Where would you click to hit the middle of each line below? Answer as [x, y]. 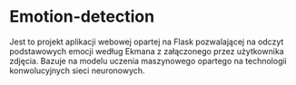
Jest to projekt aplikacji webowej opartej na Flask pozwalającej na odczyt [147, 42]
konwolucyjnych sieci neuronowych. [77, 71]
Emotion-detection [82, 17]
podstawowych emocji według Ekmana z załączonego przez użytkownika [147, 51]
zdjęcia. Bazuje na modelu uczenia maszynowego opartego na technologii [148, 61]
